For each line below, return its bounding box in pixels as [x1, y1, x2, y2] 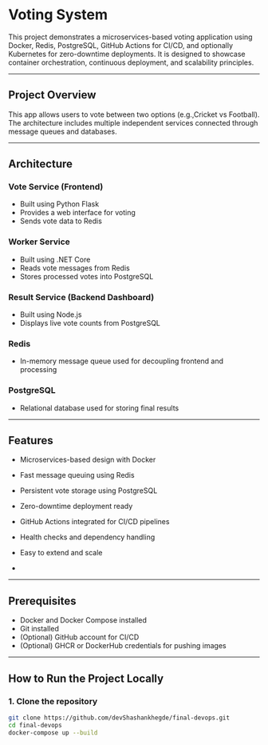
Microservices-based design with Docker [19, 455, 156, 465]
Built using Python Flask [19, 199, 100, 209]
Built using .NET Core [19, 254, 91, 264]
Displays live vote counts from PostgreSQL [19, 318, 161, 328]
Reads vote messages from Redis [19, 262, 130, 273]
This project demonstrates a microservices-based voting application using [8, 32, 253, 42]
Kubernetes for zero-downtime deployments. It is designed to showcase [8, 49, 246, 58]
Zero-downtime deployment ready [19, 502, 133, 511]
